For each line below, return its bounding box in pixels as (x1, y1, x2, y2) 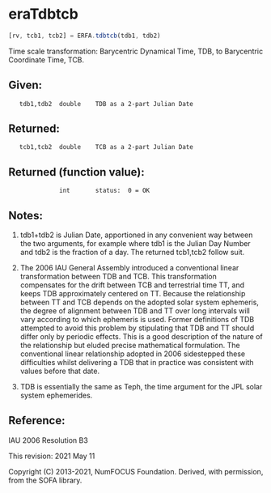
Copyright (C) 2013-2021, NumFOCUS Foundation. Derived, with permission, (8, 466, 264, 476)
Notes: (8, 208, 43, 223)
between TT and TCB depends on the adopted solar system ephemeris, (19, 297, 259, 308)
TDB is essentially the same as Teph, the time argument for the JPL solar (19, 382, 263, 392)
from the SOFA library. (8, 475, 83, 485)
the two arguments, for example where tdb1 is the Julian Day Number (19, 239, 251, 249)
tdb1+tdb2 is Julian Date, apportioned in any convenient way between (19, 230, 253, 240)
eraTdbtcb (8, 5, 78, 23)
